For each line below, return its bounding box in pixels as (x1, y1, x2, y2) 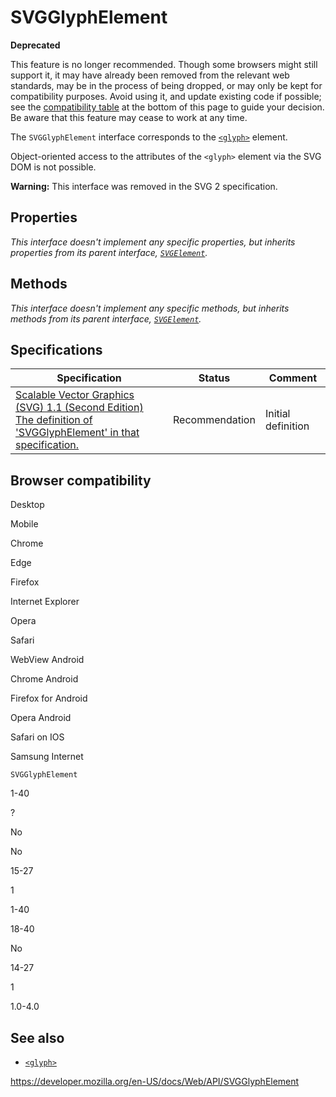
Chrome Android (10, 673, 79, 685)
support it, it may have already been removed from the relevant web (10, 69, 290, 81)
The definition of (15, 413, 93, 427)
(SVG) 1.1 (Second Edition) (15, 401, 144, 415)
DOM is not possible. (10, 161, 97, 173)
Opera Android (10, 712, 72, 724)
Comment (268, 371, 318, 385)
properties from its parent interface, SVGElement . (10, 246, 208, 258)
